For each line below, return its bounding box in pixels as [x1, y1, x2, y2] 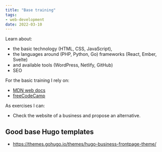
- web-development [5, 17, 44, 22]
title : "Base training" [5, 7, 56, 13]
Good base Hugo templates [5, 127, 94, 136]
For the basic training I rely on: [5, 77, 70, 83]
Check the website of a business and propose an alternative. [12, 113, 141, 119]
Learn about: [5, 36, 32, 42]
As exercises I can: [5, 103, 45, 109]
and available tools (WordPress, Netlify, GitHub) [12, 62, 113, 68]
